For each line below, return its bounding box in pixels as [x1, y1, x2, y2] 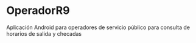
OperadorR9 [6, 4, 70, 18]
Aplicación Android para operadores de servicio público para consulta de [6, 24, 191, 31]
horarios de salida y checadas [6, 30, 82, 37]
